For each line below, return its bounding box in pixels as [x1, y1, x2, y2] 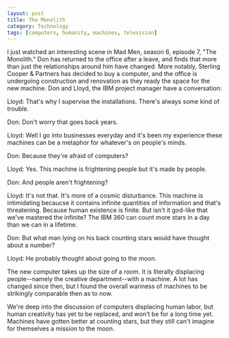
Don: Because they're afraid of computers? [7, 152, 129, 160]
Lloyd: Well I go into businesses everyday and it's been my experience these [7, 131, 222, 140]
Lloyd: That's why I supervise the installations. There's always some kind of [7, 97, 220, 106]
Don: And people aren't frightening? [7, 179, 108, 187]
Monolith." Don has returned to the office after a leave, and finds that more [7, 55, 217, 64]
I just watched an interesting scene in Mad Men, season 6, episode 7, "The [7, 48, 217, 56]
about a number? [7, 241, 55, 250]
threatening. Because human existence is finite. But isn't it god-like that [7, 206, 208, 214]
